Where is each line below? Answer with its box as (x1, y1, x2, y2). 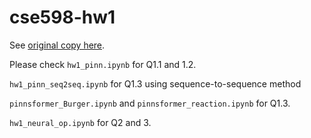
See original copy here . (9, 39, 106, 51)
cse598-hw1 (9, 6, 116, 29)
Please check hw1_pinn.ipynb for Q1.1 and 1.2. (9, 58, 197, 70)
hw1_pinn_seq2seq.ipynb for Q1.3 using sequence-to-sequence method (9, 77, 302, 90)
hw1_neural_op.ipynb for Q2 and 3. (9, 116, 152, 128)
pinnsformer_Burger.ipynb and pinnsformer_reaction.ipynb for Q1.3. (9, 97, 291, 109)
